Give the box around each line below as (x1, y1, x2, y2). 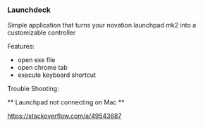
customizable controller (7, 28, 76, 37)
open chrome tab (17, 64, 68, 72)
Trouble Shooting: (7, 85, 59, 93)
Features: (7, 42, 35, 51)
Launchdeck (7, 5, 51, 15)
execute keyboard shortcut (17, 71, 97, 79)
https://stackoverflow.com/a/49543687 (7, 111, 122, 121)
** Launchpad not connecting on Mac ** (7, 98, 125, 107)
